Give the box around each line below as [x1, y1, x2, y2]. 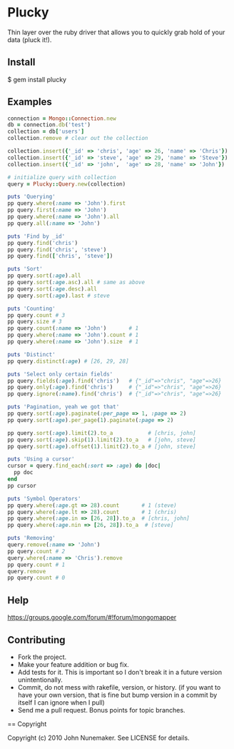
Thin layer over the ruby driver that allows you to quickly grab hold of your [7, 28, 225, 36]
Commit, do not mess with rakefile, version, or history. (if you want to [17, 683, 221, 691]
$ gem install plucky [7, 75, 66, 84]
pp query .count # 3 [7, 311, 66, 318]
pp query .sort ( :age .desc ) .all [7, 285, 98, 293]
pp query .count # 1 [7, 561, 66, 568]
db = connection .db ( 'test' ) [7, 121, 91, 129]
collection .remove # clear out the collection [7, 135, 148, 142]
